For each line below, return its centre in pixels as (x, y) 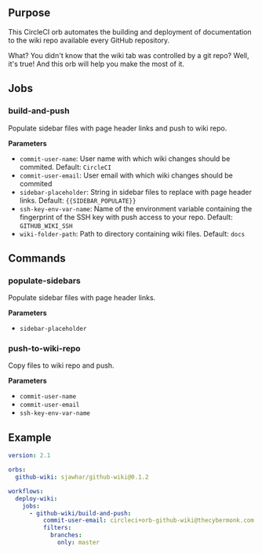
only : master (79, 543)
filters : (57, 528)
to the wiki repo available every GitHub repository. (89, 40)
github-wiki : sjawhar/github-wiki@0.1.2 (82, 477)
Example (30, 437)
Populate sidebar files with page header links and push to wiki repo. (118, 128)
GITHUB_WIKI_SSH (46, 226)
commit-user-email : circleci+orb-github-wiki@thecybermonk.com (149, 521)
